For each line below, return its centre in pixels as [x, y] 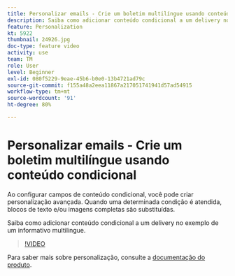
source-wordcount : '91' [42, 99]
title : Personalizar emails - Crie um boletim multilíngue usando [106, 14]
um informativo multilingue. [47, 230]
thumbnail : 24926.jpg [39, 40]
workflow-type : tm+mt [39, 92]
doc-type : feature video [43, 46]
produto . [20, 264]
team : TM [20, 59]
